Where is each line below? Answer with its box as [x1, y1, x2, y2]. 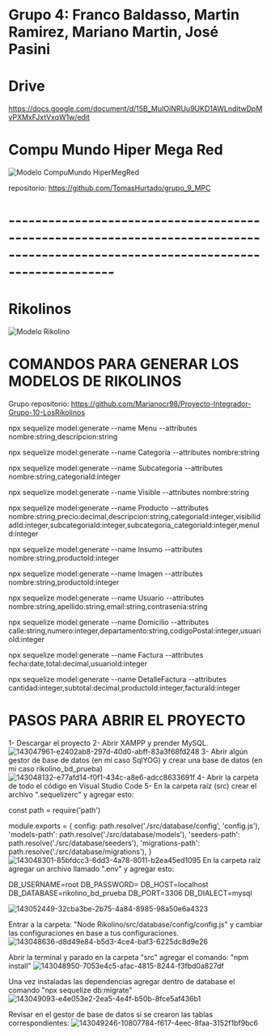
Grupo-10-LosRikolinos [8, 408, 86, 417]
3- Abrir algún [201, 746, 248, 757]
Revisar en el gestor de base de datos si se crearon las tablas [8, 1009, 213, 1020]
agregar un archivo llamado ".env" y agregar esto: [8, 864, 175, 874]
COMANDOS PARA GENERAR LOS [8, 355, 239, 374]
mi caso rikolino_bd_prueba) [8, 764, 104, 774]
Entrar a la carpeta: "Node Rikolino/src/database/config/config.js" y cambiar [8, 920, 263, 929]
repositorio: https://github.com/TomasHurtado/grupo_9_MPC [8, 184, 212, 193]
